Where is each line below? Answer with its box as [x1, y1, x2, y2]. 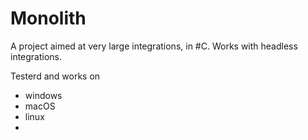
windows [24, 89, 63, 101]
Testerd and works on [10, 70, 101, 82]
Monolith [10, 7, 87, 30]
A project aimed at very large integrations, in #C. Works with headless [10, 40, 298, 52]
